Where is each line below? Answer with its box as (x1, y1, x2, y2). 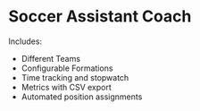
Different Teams (21, 53, 81, 64)
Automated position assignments (21, 91, 143, 102)
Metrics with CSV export (21, 81, 112, 92)
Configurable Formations (21, 63, 113, 73)
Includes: (8, 36, 42, 47)
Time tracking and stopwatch (21, 72, 129, 82)
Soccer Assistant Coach (8, 6, 192, 27)
